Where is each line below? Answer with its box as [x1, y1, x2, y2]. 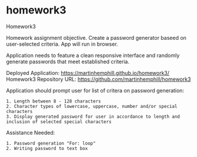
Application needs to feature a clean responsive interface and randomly [6, 52, 180, 59]
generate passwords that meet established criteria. [6, 58, 129, 65]
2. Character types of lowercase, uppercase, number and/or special [6, 103, 178, 109]
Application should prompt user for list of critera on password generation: [6, 87, 184, 94]
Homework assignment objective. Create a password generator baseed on [6, 34, 187, 41]
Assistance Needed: [6, 129, 55, 136]
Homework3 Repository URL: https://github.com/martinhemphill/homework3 [6, 76, 191, 83]
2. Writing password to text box [6, 145, 88, 151]
